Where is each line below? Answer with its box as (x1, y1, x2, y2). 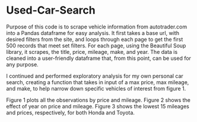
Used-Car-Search (6, 4, 96, 17)
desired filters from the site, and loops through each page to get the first (6, 36, 183, 43)
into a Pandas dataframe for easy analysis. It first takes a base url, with (6, 29, 180, 36)
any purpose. (6, 60, 39, 68)
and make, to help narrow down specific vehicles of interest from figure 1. (6, 85, 186, 92)
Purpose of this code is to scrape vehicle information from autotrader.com (6, 23, 188, 30)
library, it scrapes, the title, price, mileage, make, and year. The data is (6, 48, 178, 55)
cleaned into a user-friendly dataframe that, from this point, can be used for (6, 54, 192, 62)
